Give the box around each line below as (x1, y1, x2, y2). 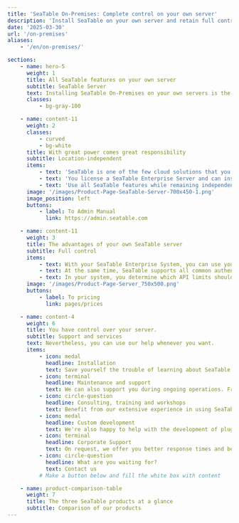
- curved (38, 135, 65, 142)
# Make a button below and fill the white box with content (38, 472, 221, 479)
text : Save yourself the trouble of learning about (45, 366, 202, 374)
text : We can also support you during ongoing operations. (45, 386, 224, 393)
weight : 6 (26, 319, 55, 327)
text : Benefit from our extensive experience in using (45, 406, 212, 413)
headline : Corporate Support (45, 439, 132, 446)
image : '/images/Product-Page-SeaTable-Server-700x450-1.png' (26, 188, 215, 196)
